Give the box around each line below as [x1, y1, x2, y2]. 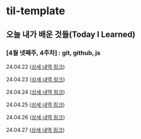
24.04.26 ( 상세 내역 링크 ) [6, 113, 65, 121]
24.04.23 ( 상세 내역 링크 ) [6, 75, 65, 83]
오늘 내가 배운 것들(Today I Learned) [6, 29, 136, 39]
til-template [6, 4, 65, 18]
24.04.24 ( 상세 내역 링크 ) [6, 88, 65, 96]
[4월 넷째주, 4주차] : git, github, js [6, 49, 101, 57]
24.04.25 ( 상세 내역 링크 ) [6, 101, 65, 108]
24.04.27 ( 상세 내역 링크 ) [6, 126, 65, 133]
